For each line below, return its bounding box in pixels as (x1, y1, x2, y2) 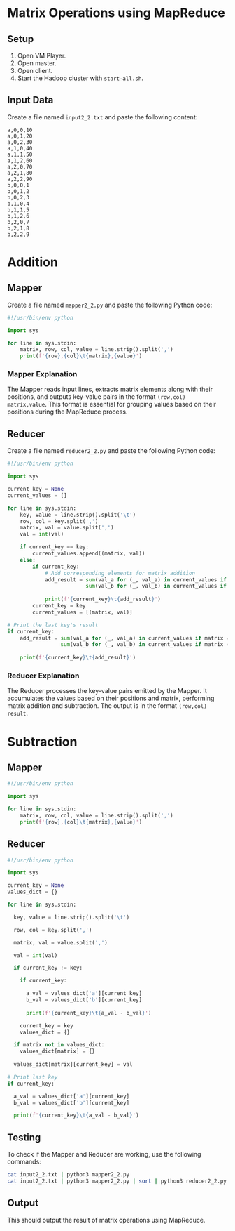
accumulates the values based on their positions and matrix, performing (7, 694, 215, 703)
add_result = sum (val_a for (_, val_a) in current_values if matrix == (20, 634, 233, 642)
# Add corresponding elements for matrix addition (44, 570, 196, 577)
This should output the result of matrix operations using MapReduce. (7, 1216, 206, 1224)
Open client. (17, 67, 53, 74)
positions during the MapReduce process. (7, 407, 128, 416)
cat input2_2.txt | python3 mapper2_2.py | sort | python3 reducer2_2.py (7, 1178, 227, 1185)
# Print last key (7, 1073, 58, 1081)
